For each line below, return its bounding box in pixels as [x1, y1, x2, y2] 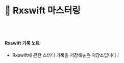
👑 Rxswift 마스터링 [5, 5, 81, 16]
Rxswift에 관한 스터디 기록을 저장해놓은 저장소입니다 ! [12, 52, 119, 58]
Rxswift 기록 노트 [5, 39, 40, 46]
